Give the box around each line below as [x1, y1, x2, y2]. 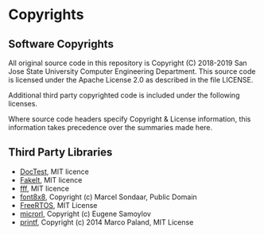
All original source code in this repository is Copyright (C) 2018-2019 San [8, 58, 248, 67]
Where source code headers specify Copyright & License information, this [8, 114, 251, 124]
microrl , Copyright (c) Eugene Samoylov [19, 209, 151, 218]
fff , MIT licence [19, 183, 70, 193]
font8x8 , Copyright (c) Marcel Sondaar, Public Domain [19, 192, 197, 202]
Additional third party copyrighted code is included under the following [8, 91, 240, 100]
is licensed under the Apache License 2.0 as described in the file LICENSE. [8, 75, 254, 84]
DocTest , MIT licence [19, 167, 90, 176]
